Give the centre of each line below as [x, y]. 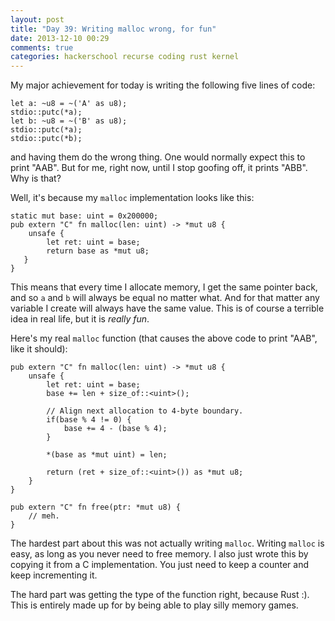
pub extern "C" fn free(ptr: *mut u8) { [96, 507]
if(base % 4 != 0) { [89, 420]
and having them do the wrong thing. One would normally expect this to [158, 157]
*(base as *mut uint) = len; [107, 455]
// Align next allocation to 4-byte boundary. [145, 411]
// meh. [44, 516]
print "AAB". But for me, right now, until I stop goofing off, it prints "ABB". [159, 168]
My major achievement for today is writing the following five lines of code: [163, 85]
